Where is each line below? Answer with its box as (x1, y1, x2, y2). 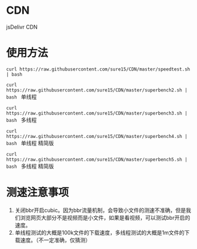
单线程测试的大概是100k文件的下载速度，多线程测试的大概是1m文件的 (14, 229, 185, 236)
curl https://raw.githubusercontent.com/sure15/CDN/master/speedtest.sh (6, 66, 190, 72)
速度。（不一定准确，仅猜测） (20, 236, 91, 244)
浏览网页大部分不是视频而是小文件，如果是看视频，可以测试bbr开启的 (20, 214, 190, 221)
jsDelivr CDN (6, 23, 37, 30)
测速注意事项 (6, 186, 70, 199)
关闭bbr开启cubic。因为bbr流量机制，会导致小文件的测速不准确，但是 (14, 207, 186, 214)
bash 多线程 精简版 (6, 162, 54, 170)
